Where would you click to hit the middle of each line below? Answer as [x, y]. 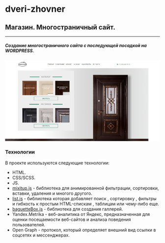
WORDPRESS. [20, 51]
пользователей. [29, 224]
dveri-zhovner [35, 9]
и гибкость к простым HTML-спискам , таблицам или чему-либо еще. [86, 204]
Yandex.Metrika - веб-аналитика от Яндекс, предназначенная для [81, 214]
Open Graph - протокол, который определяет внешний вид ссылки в [84, 230]
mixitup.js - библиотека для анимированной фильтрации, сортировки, [85, 188]
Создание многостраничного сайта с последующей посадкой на [76, 45]
